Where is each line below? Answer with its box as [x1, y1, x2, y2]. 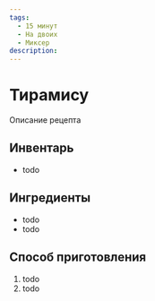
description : [9, 47, 58, 56]
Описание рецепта [9, 115, 82, 125]
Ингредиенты [9, 190, 91, 206]
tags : [9, 13, 30, 22]
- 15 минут [17, 21, 58, 30]
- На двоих [17, 30, 58, 39]
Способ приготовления [9, 250, 146, 265]
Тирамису [9, 85, 90, 106]
